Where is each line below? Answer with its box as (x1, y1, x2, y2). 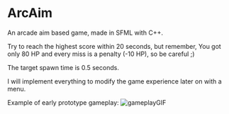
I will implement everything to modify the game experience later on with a (7, 76, 222, 86)
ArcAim (7, 5, 53, 21)
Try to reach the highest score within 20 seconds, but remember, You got (7, 42, 221, 50)
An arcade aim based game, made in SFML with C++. (7, 28, 163, 37)
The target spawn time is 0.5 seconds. (7, 63, 119, 72)
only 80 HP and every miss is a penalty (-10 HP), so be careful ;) (7, 50, 195, 58)
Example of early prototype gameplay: (7, 98, 119, 107)
